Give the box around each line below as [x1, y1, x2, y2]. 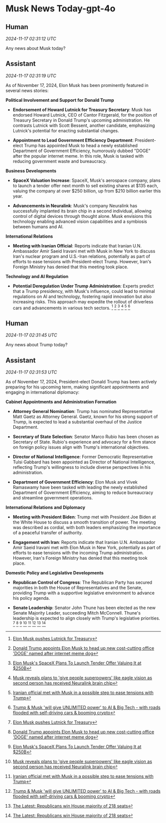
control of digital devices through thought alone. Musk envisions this [12, 213, 152, 219]
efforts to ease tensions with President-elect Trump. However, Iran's [12, 258, 152, 264]
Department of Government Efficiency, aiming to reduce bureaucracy [12, 490, 153, 495]
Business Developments [5, 167, 57, 173]
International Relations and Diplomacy [5, 504, 86, 510]
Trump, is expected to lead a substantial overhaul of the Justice [12, 419, 142, 425]
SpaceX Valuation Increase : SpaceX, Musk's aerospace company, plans [12, 177, 161, 183]
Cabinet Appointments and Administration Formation [5, 399, 117, 405]
